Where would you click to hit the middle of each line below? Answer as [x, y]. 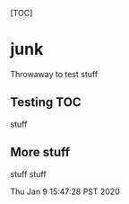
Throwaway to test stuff [54, 74]
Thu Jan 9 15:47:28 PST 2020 [65, 191]
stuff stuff [29, 173]
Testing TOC [46, 102]
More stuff [40, 152]
